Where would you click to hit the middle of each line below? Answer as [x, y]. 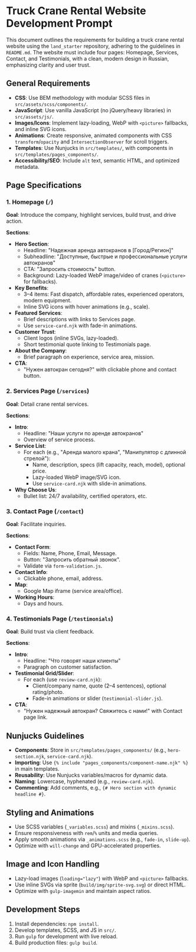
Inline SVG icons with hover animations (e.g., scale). [86, 307]
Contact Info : [31, 572]
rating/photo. [48, 692]
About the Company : [41, 351]
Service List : [30, 446]
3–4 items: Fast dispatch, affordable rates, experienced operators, [104, 294]
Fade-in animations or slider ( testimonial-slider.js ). [97, 699]
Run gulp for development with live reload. [66, 936]
